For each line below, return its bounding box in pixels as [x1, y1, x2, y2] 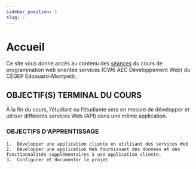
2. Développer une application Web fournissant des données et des [6, 146, 180, 152]
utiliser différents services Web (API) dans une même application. [6, 112, 167, 120]
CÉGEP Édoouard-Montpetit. [6, 73, 76, 80]
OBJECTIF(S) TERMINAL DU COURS [6, 90, 142, 100]
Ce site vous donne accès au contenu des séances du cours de [6, 60, 163, 67]
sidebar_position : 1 [6, 8, 58, 15]
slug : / [6, 14, 26, 20]
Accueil [6, 40, 45, 54]
